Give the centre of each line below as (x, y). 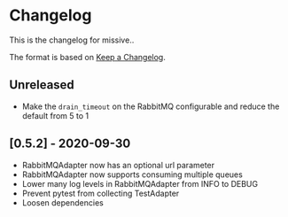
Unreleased (42, 85)
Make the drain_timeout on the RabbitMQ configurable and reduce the (151, 106)
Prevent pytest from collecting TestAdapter (101, 193)
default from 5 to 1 (55, 115)
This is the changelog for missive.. (72, 40)
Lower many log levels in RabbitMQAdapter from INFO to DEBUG (140, 183)
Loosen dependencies (62, 202)
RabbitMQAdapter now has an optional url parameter (118, 165)
